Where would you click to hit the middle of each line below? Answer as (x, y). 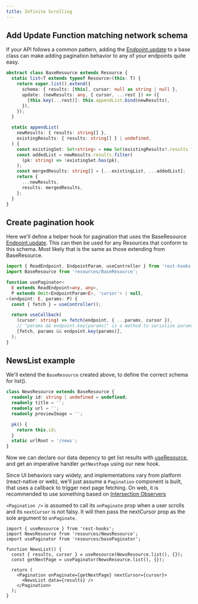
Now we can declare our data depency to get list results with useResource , (97, 458)
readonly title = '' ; (38, 403)
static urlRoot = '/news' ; (44, 441)
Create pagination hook (50, 222)
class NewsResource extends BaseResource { (60, 392)
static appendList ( (35, 127)
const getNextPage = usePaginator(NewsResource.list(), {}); (88, 560)
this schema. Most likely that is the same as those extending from (85, 249)
